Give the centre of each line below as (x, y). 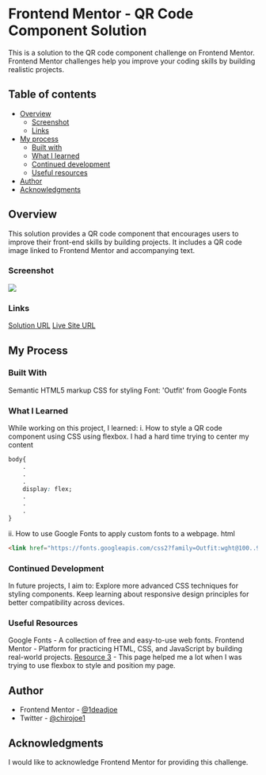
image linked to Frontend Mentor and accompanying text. (102, 250)
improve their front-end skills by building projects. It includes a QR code (125, 242)
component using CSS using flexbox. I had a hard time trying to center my (129, 436)
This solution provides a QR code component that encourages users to (123, 233)
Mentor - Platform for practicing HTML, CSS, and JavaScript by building (125, 649)
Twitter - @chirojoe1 (52, 718)
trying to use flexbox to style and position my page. (92, 666)
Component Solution (78, 31)
